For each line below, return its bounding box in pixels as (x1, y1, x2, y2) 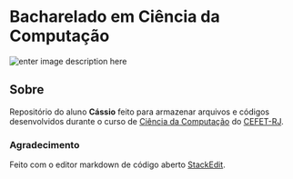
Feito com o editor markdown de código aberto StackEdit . (9, 159, 226, 170)
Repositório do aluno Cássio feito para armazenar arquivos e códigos (9, 106, 270, 117)
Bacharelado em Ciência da (9, 6, 220, 27)
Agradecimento (9, 138, 80, 151)
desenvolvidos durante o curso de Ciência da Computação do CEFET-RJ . (9, 115, 284, 126)
